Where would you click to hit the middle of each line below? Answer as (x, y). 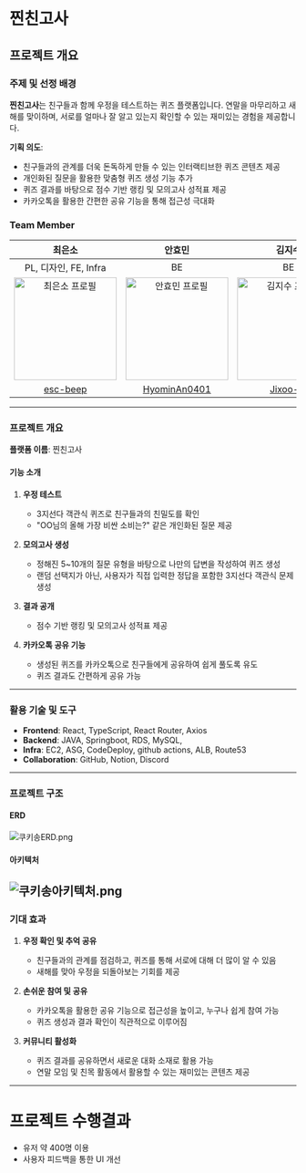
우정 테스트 (42, 494)
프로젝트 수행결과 (70, 1121)
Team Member (42, 224)
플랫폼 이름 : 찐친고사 (46, 450)
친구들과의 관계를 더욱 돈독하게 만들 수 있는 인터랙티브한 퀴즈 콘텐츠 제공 (151, 166)
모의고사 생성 (46, 545)
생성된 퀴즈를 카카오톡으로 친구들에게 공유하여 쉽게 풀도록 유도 (147, 664)
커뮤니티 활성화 (50, 1042)
